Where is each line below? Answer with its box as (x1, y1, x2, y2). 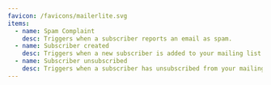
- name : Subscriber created (15, 42, 110, 50)
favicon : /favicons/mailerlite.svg (7, 11, 128, 20)
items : (7, 19, 30, 28)
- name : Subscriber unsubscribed (15, 57, 128, 66)
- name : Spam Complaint (15, 27, 95, 35)
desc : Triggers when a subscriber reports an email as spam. (22, 34, 232, 43)
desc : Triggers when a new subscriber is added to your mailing (22, 49, 243, 57)
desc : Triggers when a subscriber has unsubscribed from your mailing (22, 65, 265, 73)
